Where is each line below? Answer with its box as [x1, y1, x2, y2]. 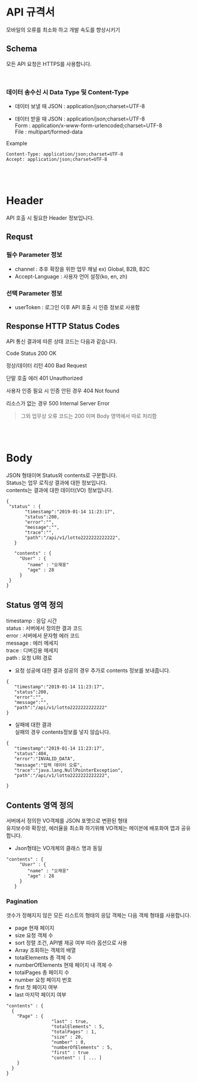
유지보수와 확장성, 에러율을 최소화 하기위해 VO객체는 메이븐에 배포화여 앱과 [6, 824, 180, 832]
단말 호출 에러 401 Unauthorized [6, 375, 83, 382]
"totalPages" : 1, [51, 1029, 97, 1035]
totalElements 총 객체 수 [14, 954, 72, 961]
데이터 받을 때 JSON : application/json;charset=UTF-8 [14, 115, 145, 122]
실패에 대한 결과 [14, 721, 52, 728]
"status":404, [14, 750, 49, 757]
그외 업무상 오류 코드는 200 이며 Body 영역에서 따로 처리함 [20, 412, 157, 419]
